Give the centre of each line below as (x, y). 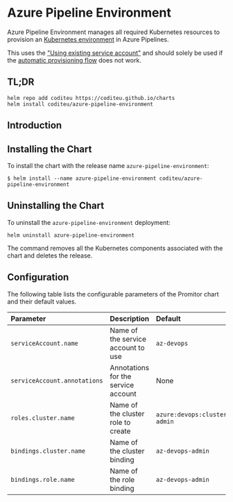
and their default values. (42, 301)
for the (121, 376)
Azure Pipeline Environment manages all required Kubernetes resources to (114, 32)
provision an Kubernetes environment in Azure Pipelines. (88, 39)
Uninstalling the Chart (56, 206)
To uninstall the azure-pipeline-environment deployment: (89, 222)
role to (120, 422)
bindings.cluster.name (48, 451)
